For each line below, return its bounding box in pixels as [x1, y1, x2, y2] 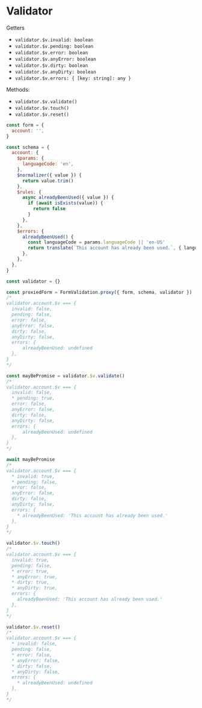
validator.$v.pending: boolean [14, 43, 94, 49]
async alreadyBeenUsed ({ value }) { [22, 195, 114, 201]
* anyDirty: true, [11, 585, 58, 591]
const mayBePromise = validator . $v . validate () [6, 372, 125, 379]
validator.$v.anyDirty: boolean [14, 69, 96, 75]
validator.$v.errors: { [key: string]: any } [14, 75, 131, 81]
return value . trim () [22, 178, 74, 184]
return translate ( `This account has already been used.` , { [28, 245, 182, 251]
